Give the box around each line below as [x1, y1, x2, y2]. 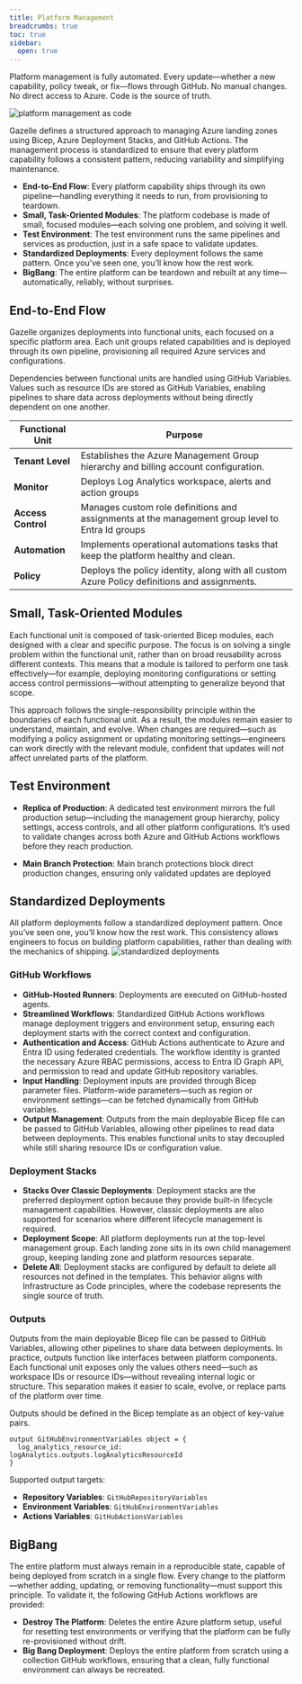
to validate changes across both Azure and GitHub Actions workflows [22, 831, 280, 842]
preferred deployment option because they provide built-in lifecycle [22, 1194, 273, 1205]
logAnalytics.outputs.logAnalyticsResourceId [9, 1451, 182, 1460]
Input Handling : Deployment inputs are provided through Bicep [22, 1075, 257, 1085]
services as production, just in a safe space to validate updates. [22, 239, 259, 249]
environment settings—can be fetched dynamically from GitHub [22, 1094, 259, 1105]
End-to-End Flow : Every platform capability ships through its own [22, 181, 266, 192]
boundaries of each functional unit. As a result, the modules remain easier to [9, 714, 293, 725]
